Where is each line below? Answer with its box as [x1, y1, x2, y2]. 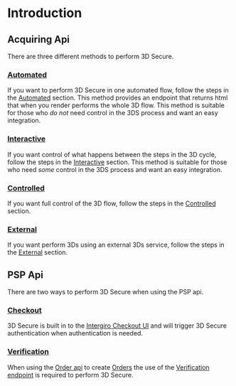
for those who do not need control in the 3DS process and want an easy [7, 109, 218, 117]
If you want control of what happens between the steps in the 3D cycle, [7, 150, 217, 159]
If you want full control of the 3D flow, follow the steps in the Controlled [7, 199, 216, 208]
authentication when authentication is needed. [7, 329, 144, 338]
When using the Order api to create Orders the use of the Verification [7, 363, 210, 371]
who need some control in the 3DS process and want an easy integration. [7, 165, 222, 173]
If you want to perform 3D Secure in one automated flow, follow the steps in [7, 86, 229, 95]
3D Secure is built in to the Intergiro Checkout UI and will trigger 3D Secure [7, 321, 227, 330]
